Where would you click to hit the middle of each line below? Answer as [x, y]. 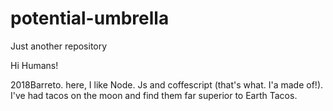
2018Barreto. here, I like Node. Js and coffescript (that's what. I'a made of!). [167, 84]
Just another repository [59, 46]
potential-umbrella [90, 18]
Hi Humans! [34, 65]
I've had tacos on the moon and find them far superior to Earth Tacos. [154, 95]
